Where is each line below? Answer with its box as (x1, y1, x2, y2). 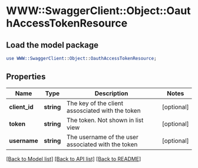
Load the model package (6, 40, 99, 50)
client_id (9, 103, 34, 111)
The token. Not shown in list (67, 116, 144, 124)
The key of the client (67, 99, 124, 107)
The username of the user (67, 133, 138, 141)
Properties (6, 72, 46, 82)
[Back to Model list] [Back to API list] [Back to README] (6, 155, 141, 162)
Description (94, 89, 128, 98)
